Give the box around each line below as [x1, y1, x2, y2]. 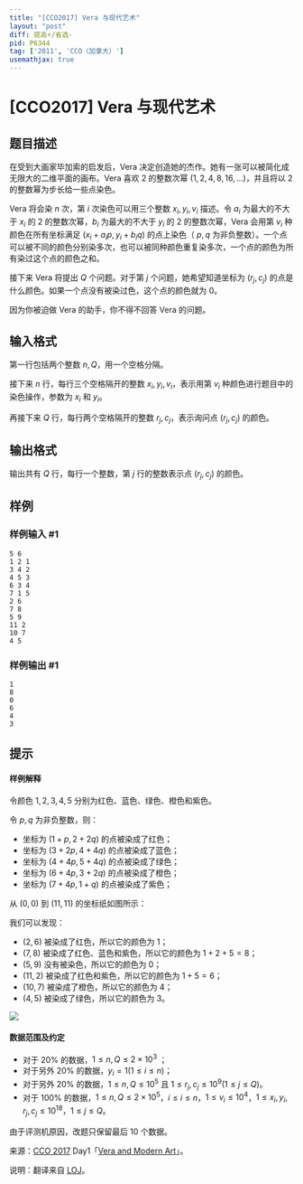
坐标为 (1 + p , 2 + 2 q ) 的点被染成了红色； [22, 833, 173, 844]
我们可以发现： [9, 916, 65, 927]
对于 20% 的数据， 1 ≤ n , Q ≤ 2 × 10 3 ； [22, 1052, 168, 1065]
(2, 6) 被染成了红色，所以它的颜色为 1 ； [22, 936, 169, 947]
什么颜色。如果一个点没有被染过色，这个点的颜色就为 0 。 [9, 286, 223, 296]
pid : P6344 [9, 38, 50, 48]
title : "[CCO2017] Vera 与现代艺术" [9, 13, 141, 23]
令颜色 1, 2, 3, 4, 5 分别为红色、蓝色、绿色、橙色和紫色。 [9, 794, 216, 805]
